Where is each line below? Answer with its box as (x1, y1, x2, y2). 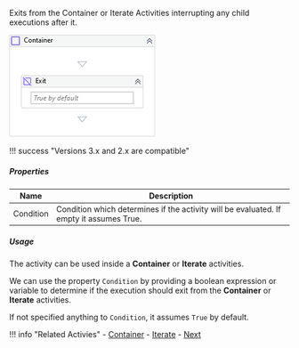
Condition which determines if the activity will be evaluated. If (56, 204, 282, 214)
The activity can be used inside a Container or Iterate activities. (9, 258, 245, 270)
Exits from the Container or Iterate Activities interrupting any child (9, 8, 250, 18)
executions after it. (9, 17, 77, 28)
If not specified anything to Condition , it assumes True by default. (9, 312, 249, 323)
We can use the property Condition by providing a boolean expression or (9, 276, 277, 287)
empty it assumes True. (56, 213, 142, 223)
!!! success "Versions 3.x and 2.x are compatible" (9, 146, 190, 156)
